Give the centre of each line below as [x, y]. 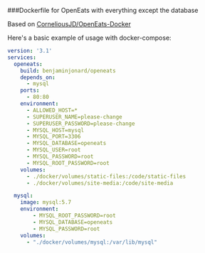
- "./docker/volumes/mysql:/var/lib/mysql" [92, 242]
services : [22, 57]
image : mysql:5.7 [46, 203]
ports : [30, 91]
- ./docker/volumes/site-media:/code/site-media [100, 183]
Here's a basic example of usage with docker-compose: [90, 38]
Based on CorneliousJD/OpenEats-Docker [69, 24]
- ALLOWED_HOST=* [52, 110]
